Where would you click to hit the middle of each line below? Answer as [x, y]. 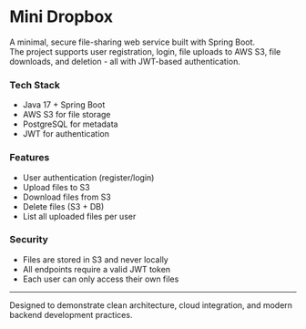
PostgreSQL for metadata [70, 124]
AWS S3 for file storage [66, 115]
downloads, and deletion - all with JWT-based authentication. [125, 61]
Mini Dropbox [61, 17]
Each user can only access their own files [101, 279]
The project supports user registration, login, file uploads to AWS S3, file [145, 51]
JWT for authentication [66, 134]
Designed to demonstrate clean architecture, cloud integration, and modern [151, 305]
